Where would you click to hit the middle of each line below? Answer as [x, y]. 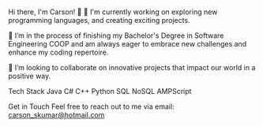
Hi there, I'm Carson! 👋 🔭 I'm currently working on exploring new [113, 12]
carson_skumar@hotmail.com [56, 114]
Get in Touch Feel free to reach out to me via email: [92, 106]
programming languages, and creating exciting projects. [100, 20]
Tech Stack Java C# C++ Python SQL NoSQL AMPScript [100, 91]
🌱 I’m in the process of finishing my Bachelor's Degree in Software [116, 35]
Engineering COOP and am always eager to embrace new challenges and [128, 43]
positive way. [30, 76]
